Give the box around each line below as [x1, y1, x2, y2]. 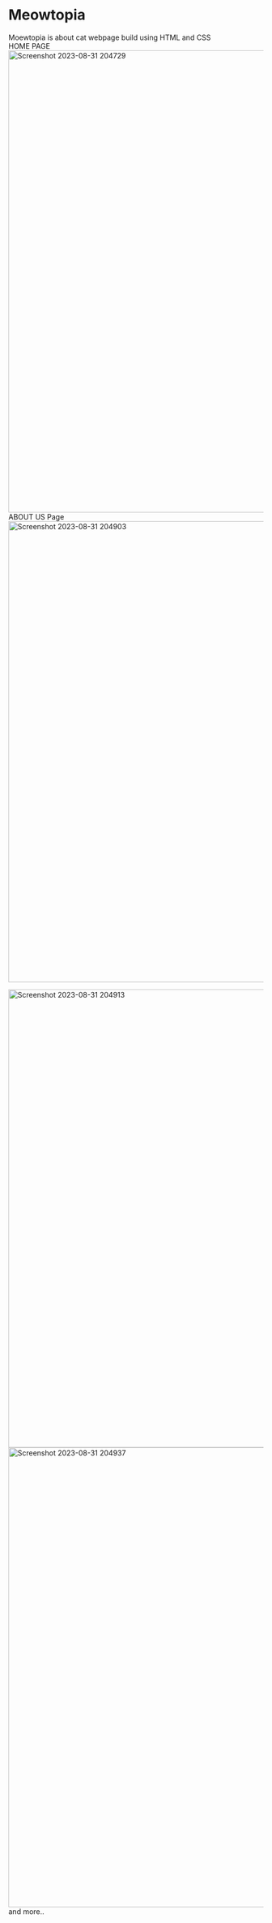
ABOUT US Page [8, 511, 65, 521]
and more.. [8, 1906, 45, 1917]
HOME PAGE [8, 41, 51, 50]
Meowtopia [8, 6, 87, 24]
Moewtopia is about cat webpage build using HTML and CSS [8, 32, 211, 42]
